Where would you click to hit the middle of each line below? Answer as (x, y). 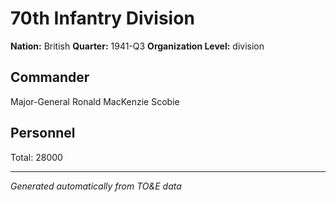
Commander (50, 77)
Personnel (43, 133)
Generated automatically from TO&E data (96, 186)
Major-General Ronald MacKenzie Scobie (95, 101)
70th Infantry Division (102, 18)
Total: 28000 (36, 157)
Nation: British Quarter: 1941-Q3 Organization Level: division (137, 46)
